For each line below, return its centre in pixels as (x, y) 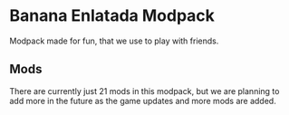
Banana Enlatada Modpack (112, 16)
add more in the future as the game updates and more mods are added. (143, 101)
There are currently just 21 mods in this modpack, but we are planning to (144, 91)
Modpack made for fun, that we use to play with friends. (114, 41)
